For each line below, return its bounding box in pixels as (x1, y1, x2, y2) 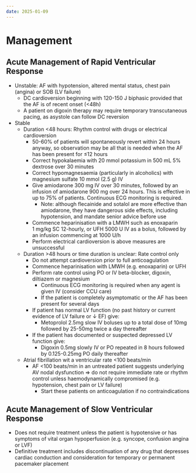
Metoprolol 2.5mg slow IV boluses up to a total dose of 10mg (40, 319, 187, 326)
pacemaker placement (14, 460, 69, 467)
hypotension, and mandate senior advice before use (40, 212, 167, 220)
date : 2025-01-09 (6, 8, 49, 15)
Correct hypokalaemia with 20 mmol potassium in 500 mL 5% (32, 157, 181, 164)
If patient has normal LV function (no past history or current (32, 306, 176, 313)
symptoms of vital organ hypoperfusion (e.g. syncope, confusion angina (14, 435, 189, 442)
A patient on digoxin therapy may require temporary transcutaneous (23, 107, 187, 114)
